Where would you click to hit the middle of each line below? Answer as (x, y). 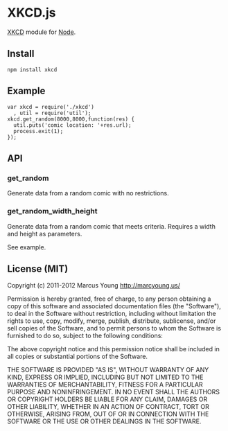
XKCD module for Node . (42, 32)
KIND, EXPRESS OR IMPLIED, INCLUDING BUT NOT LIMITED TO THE (105, 377)
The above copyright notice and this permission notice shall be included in (113, 349)
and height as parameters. (45, 234)
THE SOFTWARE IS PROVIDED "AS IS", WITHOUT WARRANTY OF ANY (108, 370)
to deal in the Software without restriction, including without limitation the (112, 314)
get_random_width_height (52, 211)
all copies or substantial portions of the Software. (77, 357)
